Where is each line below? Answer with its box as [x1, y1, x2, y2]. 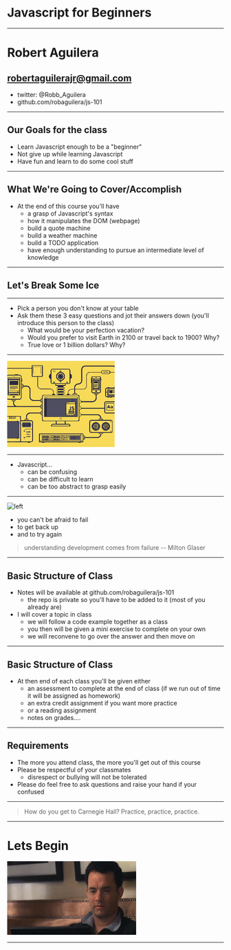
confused [16, 787, 45, 796]
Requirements [7, 740, 69, 752]
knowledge [27, 253, 60, 261]
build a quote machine [27, 224, 91, 232]
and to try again [16, 530, 63, 539]
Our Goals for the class [7, 124, 108, 136]
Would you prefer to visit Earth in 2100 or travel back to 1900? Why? [27, 333, 220, 342]
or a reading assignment [27, 706, 97, 714]
